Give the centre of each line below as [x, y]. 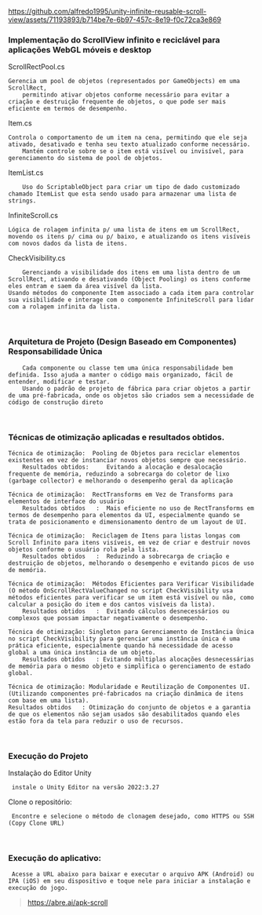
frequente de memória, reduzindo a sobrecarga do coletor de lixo [119, 474]
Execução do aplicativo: [55, 858]
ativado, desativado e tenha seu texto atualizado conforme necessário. [129, 144]
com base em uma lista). [49, 700]
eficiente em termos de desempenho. [68, 109]
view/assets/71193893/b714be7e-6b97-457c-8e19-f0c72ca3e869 [115, 20]
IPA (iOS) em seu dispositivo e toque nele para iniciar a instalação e [129, 881]
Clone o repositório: [40, 802]
